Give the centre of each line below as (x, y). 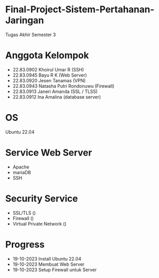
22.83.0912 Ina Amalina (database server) (57, 97)
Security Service (42, 198)
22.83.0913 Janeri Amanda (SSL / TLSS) (55, 91)
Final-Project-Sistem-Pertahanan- (80, 10)
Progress (25, 244)
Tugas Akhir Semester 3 (31, 34)
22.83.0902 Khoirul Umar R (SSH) (48, 69)
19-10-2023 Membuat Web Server (49, 264)
